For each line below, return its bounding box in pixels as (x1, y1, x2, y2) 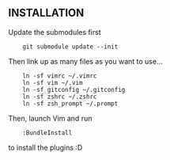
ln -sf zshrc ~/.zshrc (22, 93, 97, 101)
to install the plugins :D (8, 143, 83, 152)
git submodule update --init (22, 43, 119, 51)
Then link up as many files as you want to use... (8, 56, 163, 66)
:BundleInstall (22, 128, 73, 137)
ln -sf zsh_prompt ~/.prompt (22, 99, 119, 108)
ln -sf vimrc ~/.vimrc (22, 71, 97, 80)
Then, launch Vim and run (8, 113, 93, 123)
